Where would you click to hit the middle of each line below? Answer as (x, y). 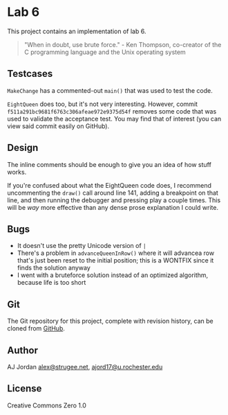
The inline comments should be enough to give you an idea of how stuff (110, 164)
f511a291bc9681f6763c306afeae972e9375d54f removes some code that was (112, 111)
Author (22, 350)
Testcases (30, 74)
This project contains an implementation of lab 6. (77, 31)
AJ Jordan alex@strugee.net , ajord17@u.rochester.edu (85, 367)
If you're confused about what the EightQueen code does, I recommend (110, 185)
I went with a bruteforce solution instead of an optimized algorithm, (113, 275)
